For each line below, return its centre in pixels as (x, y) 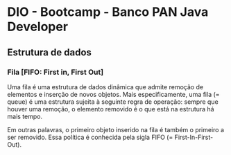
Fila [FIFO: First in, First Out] (55, 72)
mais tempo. (25, 116)
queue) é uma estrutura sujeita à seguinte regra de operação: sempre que (113, 102)
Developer (37, 27)
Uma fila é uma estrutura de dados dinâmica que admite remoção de (105, 86)
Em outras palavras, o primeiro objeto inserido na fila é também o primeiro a (115, 129)
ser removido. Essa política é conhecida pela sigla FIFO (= (90, 137)
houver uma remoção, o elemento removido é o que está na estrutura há (111, 109)
